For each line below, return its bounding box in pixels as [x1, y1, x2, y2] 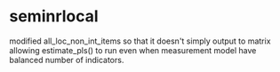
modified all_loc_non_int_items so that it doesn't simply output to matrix [9, 36, 271, 46]
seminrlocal [9, 6, 100, 27]
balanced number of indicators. [9, 54, 124, 65]
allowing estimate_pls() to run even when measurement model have [9, 44, 257, 55]
